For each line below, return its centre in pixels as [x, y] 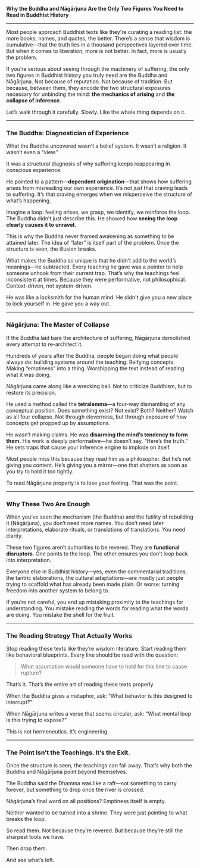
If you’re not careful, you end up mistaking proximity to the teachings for [95, 602]
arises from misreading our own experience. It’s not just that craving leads [97, 188]
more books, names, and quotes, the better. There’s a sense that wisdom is [98, 38]
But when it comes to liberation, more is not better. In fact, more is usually [96, 51]
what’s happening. [29, 201]
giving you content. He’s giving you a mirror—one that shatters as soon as [97, 465]
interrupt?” [19, 702]
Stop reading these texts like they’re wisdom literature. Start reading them [96, 649]
